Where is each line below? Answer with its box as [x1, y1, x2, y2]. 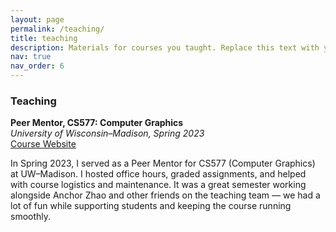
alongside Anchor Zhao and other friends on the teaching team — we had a [10, 189, 321, 201]
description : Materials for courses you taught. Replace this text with [10, 42, 320, 53]
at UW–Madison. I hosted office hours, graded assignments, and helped [10, 168, 307, 180]
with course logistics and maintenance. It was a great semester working [10, 179, 307, 191]
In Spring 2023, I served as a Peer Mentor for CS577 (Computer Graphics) [10, 157, 316, 170]
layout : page [10, 14, 65, 25]
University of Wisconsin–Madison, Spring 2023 [10, 127, 205, 140]
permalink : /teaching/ [10, 24, 105, 34]
